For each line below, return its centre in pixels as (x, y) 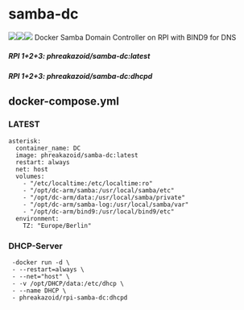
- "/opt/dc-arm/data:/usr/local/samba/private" (104, 197)
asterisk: (25, 141)
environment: (37, 218)
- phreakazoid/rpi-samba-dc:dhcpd (70, 298)
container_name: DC (48, 148)
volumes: (30, 176)
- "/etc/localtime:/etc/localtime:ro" (88, 183)
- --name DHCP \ (39, 291)
